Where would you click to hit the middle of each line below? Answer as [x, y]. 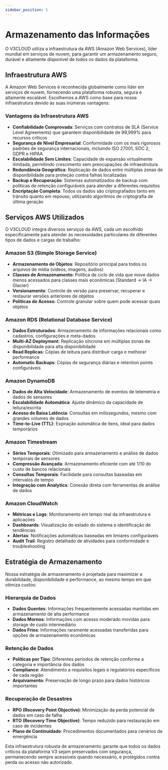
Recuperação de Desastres [39, 699]
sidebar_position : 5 [27, 10]
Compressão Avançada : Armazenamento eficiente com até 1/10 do [82, 464]
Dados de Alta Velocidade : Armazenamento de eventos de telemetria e [86, 392]
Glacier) [20, 285]
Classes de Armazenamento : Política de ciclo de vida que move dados [86, 274]
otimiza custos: [21, 584]
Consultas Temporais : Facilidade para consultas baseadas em [77, 474]
